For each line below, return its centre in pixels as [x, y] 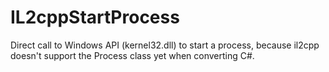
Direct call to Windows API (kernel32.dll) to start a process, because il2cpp [165, 45]
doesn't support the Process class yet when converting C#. [132, 55]
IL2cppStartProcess [95, 17]
